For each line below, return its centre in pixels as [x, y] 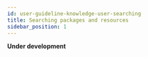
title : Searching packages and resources [68, 20]
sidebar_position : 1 [37, 26]
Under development [36, 47]
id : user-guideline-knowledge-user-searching [74, 14]
